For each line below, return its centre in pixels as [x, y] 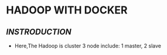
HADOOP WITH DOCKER [67, 10]
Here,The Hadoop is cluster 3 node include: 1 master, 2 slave [88, 46]
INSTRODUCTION [39, 32]
